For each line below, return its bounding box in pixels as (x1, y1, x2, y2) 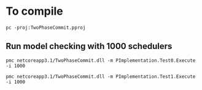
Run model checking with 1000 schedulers (6, 41, 173, 51)
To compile (6, 4, 64, 18)
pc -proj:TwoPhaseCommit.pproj (6, 24, 86, 31)
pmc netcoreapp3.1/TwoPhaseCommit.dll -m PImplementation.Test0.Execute (6, 57, 196, 64)
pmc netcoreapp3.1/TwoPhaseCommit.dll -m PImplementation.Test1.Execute (6, 73, 196, 80)
